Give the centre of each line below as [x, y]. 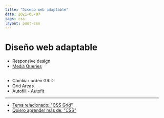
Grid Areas [23, 86]
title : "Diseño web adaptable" [37, 10]
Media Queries [27, 66]
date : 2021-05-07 [23, 14]
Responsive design [31, 61]
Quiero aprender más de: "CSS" [44, 110]
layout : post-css [23, 23]
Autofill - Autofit [28, 91]
